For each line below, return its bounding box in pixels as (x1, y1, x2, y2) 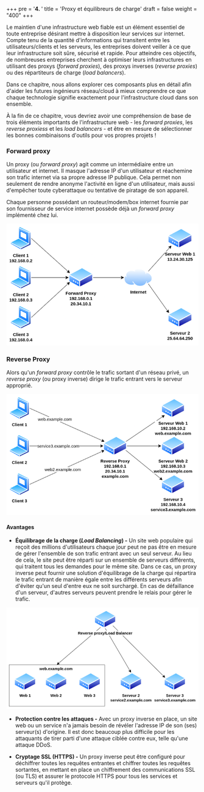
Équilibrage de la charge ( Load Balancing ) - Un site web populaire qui (15, 537, 193, 544)
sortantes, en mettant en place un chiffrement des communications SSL (15, 766, 195, 773)
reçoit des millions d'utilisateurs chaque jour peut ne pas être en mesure (15, 543, 197, 551)
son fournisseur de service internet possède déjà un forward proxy (6, 205, 175, 213)
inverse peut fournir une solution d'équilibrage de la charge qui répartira (15, 570, 197, 577)
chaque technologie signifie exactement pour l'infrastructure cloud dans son (6, 94, 199, 101)
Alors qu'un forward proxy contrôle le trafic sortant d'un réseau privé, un (6, 369, 189, 376)
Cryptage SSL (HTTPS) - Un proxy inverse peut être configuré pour (15, 753, 186, 760)
